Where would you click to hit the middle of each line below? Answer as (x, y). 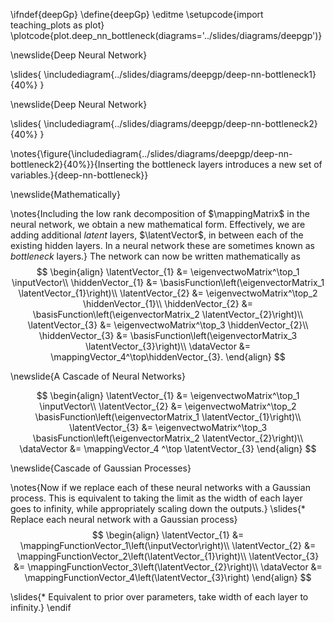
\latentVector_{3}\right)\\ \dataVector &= (168, 346)
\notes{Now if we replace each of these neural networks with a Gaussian (160, 487)
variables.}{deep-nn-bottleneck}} (79, 175)
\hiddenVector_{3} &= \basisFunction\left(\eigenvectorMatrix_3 (168, 335)
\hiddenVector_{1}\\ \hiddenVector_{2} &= (168, 303)
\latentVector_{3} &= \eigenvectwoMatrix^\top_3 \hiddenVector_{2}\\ (168, 325)
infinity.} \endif (41, 607)
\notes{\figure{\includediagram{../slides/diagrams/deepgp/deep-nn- (151, 153)
